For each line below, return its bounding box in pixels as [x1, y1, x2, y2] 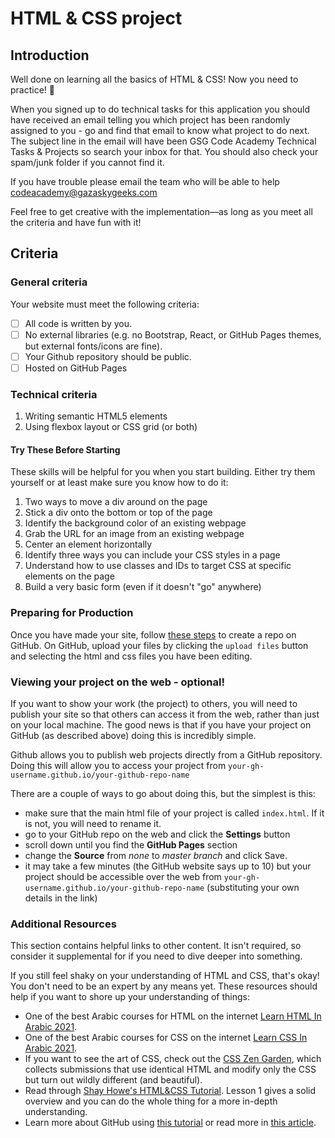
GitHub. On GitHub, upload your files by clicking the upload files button [10, 639, 309, 651]
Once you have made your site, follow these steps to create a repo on [10, 628, 297, 641]
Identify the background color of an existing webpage [24, 517, 247, 529]
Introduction [10, 47, 90, 64]
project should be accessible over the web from [24, 871, 222, 883]
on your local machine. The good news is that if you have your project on [10, 719, 312, 731]
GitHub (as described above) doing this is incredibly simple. [10, 730, 257, 742]
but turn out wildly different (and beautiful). [24, 1074, 203, 1086]
